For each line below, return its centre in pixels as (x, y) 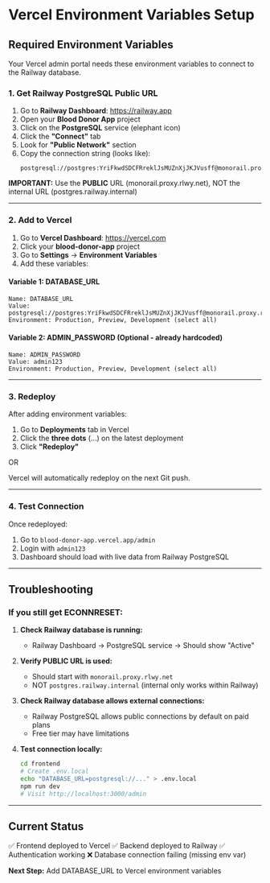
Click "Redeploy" (49, 447)
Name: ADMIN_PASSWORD (45, 355)
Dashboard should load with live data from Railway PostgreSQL (125, 556)
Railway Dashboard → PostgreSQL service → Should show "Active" (143, 646)
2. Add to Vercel (40, 221)
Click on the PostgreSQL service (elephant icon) (100, 128)
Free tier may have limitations (81, 733)
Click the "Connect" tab (60, 136)
